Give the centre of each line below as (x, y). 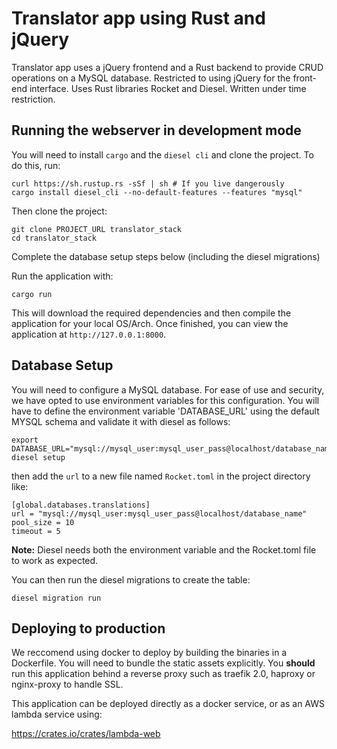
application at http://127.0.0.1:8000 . (89, 334)
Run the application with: (62, 276)
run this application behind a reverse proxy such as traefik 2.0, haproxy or (163, 674)
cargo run (32, 294)
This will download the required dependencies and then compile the (151, 313)
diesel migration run (56, 598)
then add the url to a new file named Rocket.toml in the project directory (161, 476)
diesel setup (38, 457)
